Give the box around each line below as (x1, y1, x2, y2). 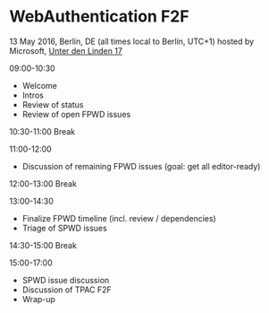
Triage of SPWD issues (21, 222, 107, 233)
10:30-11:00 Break (9, 126, 76, 136)
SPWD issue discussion (21, 274, 110, 285)
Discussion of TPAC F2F (21, 284, 112, 295)
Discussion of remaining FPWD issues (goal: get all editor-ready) (21, 161, 261, 171)
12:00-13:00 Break (9, 178, 78, 189)
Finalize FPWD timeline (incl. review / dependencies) (21, 213, 216, 223)
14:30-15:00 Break (9, 239, 78, 250)
